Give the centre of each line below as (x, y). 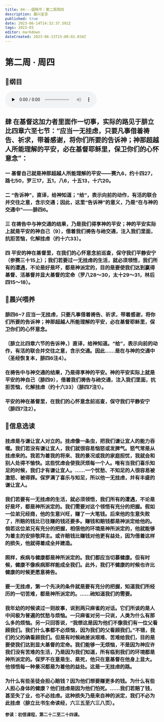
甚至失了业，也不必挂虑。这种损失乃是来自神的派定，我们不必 (78, 696)
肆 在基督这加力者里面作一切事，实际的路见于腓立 (80, 122)
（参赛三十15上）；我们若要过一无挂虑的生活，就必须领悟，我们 (79, 260)
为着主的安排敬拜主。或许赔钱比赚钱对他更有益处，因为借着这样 (80, 536)
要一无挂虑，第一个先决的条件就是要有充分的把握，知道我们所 (78, 587)
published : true (21, 19)
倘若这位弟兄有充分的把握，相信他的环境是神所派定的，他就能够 (80, 529)
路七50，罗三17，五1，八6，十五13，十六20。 (60, 181)
